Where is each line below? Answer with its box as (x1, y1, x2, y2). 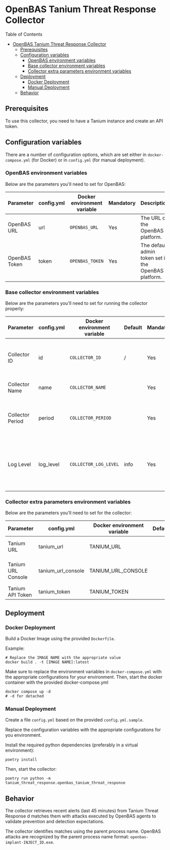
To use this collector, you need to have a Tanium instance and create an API (5, 118, 163, 124)
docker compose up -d (5, 689, 51, 695)
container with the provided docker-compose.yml (5, 679, 109, 685)
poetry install (5, 757, 37, 763)
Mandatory (108, 199, 136, 206)
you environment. (5, 732, 42, 738)
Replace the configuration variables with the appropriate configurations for (5, 727, 161, 733)
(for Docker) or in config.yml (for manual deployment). (31, 156, 145, 163)
